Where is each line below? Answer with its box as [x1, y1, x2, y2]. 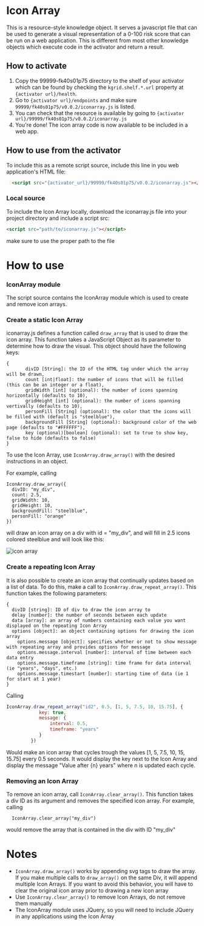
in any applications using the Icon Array [15, 913, 114, 920]
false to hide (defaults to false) [6, 435, 97, 441]
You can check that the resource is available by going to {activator [15, 109, 185, 116]
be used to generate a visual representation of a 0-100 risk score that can [6, 30, 191, 37]
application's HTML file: [6, 168, 66, 175]
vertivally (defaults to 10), [6, 403, 83, 410]
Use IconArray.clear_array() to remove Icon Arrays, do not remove [15, 893, 186, 901]
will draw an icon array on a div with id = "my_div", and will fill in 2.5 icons [6, 529, 190, 536]
